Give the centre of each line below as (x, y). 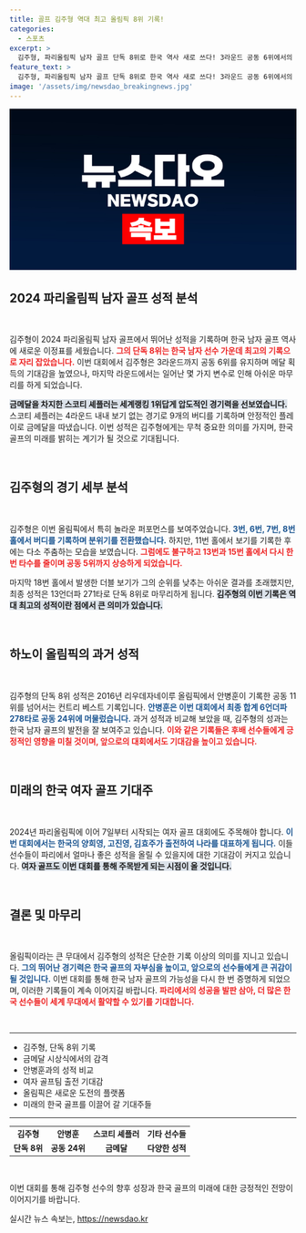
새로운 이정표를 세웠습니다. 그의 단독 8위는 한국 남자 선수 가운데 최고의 (143, 351)
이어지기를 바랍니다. (45, 1199)
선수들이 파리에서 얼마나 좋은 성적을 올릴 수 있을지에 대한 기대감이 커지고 (138, 854)
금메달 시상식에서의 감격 (66, 1059)
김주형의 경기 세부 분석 (69, 488)
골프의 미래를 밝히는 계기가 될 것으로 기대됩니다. (95, 438)
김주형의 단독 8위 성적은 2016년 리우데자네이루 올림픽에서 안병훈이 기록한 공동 (149, 695)
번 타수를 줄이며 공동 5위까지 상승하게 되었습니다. (96, 563)
